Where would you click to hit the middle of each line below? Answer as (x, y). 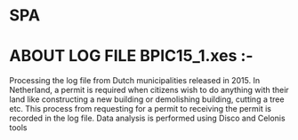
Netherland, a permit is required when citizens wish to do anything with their (149, 90)
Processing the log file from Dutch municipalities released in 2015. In (135, 81)
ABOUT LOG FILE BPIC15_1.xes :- (131, 56)
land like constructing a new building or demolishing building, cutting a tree (147, 99)
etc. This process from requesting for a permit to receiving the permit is (140, 109)
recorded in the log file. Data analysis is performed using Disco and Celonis (148, 118)
